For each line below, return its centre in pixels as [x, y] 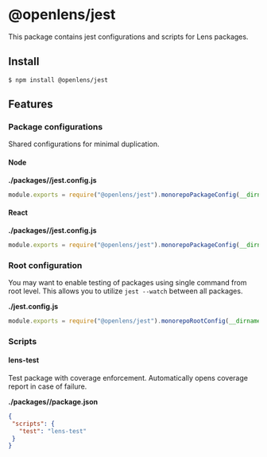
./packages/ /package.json [53, 401]
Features [31, 105]
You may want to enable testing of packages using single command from [128, 282]
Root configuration [45, 265]
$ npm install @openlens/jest [58, 80]
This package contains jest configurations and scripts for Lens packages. [128, 37]
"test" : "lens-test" [53, 431]
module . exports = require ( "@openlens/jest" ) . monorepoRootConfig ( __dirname [135, 321]
